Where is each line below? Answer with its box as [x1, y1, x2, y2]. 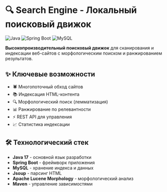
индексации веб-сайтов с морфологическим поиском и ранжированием [5, 50, 162, 56]
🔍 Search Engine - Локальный [5, 5, 137, 16]
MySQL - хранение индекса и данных [12, 164, 94, 171]
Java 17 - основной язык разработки [12, 154, 92, 160]
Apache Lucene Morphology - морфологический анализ [12, 175, 134, 181]
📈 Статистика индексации [12, 121, 70, 127]
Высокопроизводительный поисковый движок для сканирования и [5, 45, 154, 51]
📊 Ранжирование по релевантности [12, 106, 91, 112]
